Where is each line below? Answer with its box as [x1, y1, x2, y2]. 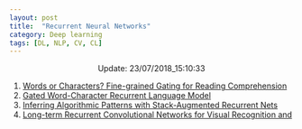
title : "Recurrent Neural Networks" [9, 22, 151, 31]
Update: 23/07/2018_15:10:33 [97, 63, 206, 74]
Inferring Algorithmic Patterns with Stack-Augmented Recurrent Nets [22, 100, 278, 111]
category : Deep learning [9, 30, 103, 39]
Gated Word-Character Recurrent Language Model [22, 90, 212, 101]
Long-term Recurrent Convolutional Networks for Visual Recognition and [22, 109, 293, 120]
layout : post [9, 13, 59, 23]
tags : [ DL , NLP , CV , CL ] [9, 38, 103, 48]
